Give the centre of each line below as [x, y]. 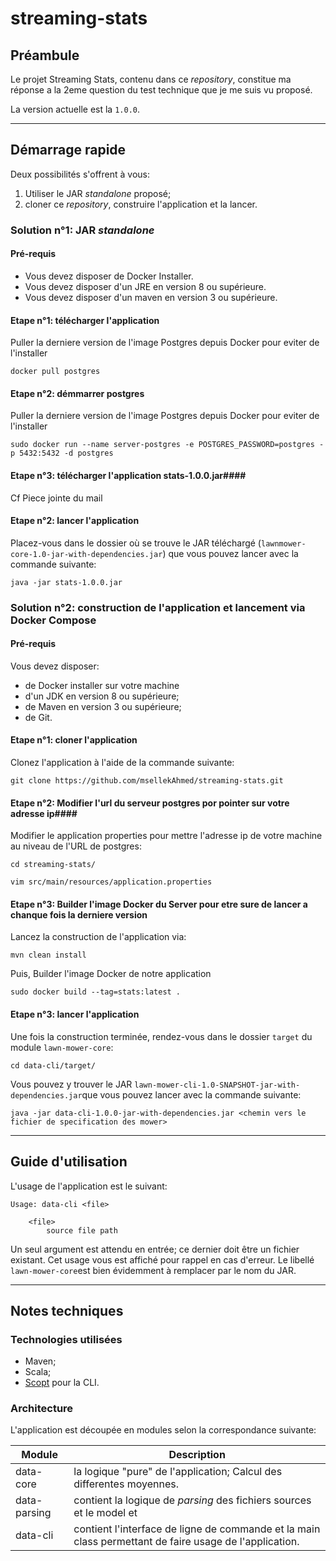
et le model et [105, 1513]
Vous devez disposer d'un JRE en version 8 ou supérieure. [145, 286]
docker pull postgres [55, 372]
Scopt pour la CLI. [62, 1383]
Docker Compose [53, 620]
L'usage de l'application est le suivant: [89, 1186]
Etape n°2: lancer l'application [75, 521]
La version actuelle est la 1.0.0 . [75, 109]
